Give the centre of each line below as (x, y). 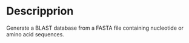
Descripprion (40, 11)
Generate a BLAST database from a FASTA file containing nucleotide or (95, 28)
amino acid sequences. (35, 34)
